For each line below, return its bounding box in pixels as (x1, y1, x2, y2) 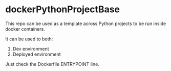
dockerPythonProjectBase (5, 4, 120, 15)
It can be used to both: (5, 36, 53, 42)
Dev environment (12, 45, 50, 52)
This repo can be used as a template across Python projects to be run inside (5, 20, 166, 27)
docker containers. (5, 26, 45, 32)
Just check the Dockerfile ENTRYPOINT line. (5, 61, 100, 67)
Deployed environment (12, 51, 61, 57)
